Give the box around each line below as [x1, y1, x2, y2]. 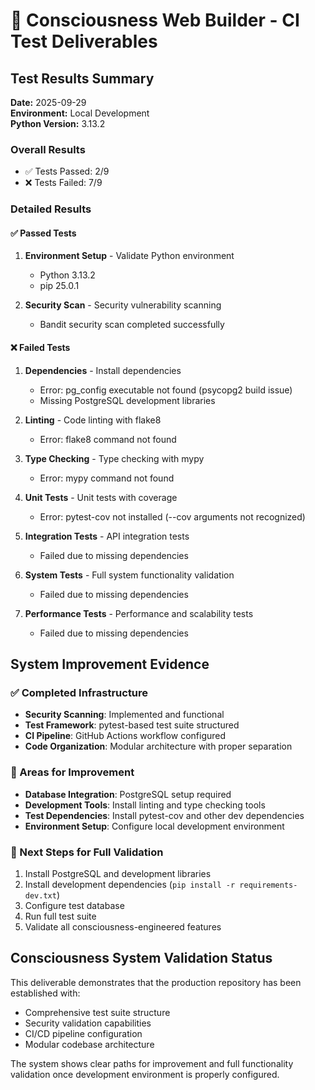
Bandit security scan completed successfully [39, 319, 225, 331]
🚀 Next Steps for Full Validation [10, 845, 164, 859]
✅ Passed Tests [10, 227, 77, 239]
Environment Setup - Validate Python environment [24, 250, 235, 262]
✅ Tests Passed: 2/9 [24, 165, 110, 178]
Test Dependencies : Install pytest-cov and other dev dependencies [24, 809, 305, 821]
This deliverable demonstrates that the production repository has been [10, 976, 302, 988]
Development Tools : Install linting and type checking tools [24, 799, 266, 811]
